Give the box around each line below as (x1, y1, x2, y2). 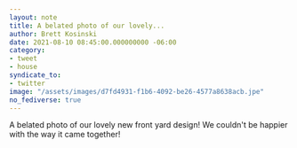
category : (9, 46, 46, 55)
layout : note (9, 12, 58, 22)
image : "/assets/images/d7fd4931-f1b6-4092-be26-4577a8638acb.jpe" (9, 87, 265, 96)
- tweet (9, 54, 38, 63)
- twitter (9, 79, 46, 88)
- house (9, 63, 38, 72)
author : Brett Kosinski (9, 29, 98, 38)
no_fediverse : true (9, 95, 82, 105)
